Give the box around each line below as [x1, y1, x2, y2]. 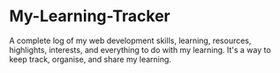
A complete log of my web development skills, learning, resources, [9, 35, 252, 46]
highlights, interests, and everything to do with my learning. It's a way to [9, 44, 271, 55]
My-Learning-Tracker [9, 6, 170, 26]
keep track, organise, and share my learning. [9, 54, 172, 64]
